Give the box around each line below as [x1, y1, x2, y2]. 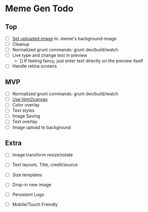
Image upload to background [12, 124, 71, 130]
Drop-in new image [12, 181, 52, 187]
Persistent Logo [12, 191, 44, 197]
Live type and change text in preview [12, 52, 88, 58]
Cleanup [12, 41, 30, 47]
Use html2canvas [12, 97, 48, 103]
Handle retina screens [12, 63, 58, 69]
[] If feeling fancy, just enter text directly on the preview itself [19, 58, 144, 64]
